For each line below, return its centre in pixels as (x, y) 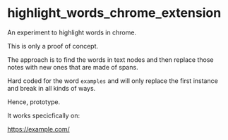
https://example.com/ (38, 129)
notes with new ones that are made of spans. (73, 67)
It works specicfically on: (44, 115)
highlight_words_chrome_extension (114, 13)
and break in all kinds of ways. (52, 88)
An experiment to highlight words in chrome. (72, 32)
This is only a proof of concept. (53, 46)
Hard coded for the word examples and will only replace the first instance (113, 81)
